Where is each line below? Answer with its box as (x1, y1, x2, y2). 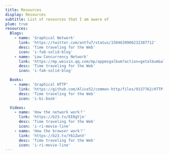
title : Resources (5, 7, 42, 13)
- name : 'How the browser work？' (14, 128, 86, 133)
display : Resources (5, 12, 46, 17)
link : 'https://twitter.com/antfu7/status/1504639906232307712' (18, 40, 156, 45)
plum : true (5, 21, 28, 27)
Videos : (10, 105, 26, 110)
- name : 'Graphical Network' (14, 36, 75, 41)
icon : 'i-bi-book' (18, 96, 57, 101)
